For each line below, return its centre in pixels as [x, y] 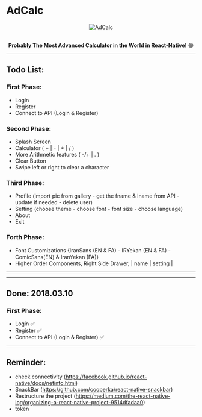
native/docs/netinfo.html [45, 383]
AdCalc [25, 11]
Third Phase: [25, 183]
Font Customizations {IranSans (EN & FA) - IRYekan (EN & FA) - [93, 250]
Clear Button [30, 161]
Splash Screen [33, 142]
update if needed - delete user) [54, 202]
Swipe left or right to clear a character [62, 167]
